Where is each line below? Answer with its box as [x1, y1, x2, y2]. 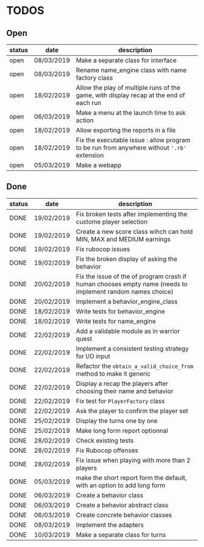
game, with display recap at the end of [75, 91, 185, 99]
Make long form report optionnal [75, 426, 168, 435]
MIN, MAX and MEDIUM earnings [75, 235, 171, 243]
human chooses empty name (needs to [75, 280, 188, 288]
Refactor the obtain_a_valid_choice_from [75, 362, 194, 370]
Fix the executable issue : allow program [75, 136, 191, 144]
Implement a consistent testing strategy [75, 344, 189, 353]
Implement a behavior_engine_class [75, 297, 178, 306]
